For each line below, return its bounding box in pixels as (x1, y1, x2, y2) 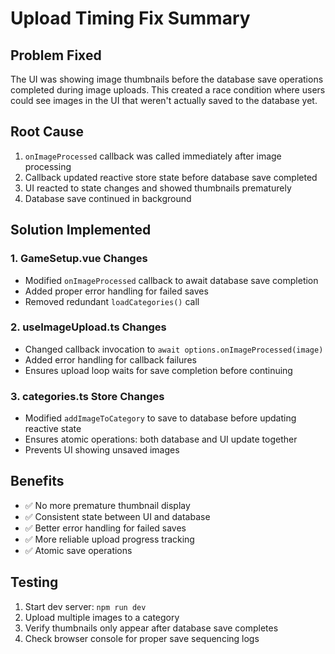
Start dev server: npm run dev (24, 600, 147, 612)
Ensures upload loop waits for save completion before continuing (24, 364, 293, 376)
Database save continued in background (24, 192, 192, 204)
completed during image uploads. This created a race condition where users (10, 84, 326, 96)
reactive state (24, 423, 82, 435)
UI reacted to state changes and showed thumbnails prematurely (24, 182, 292, 194)
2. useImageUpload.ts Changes (10, 320, 167, 334)
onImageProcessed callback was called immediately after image (24, 150, 282, 162)
